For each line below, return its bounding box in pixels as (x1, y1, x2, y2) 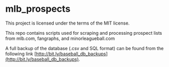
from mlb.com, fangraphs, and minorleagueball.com (5, 35, 115, 41)
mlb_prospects (5, 3, 71, 15)
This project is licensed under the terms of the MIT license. (5, 20, 130, 26)
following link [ (5, 51, 36, 57)
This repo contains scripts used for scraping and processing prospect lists (5, 30, 162, 36)
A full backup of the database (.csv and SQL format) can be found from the (5, 45, 164, 51)
